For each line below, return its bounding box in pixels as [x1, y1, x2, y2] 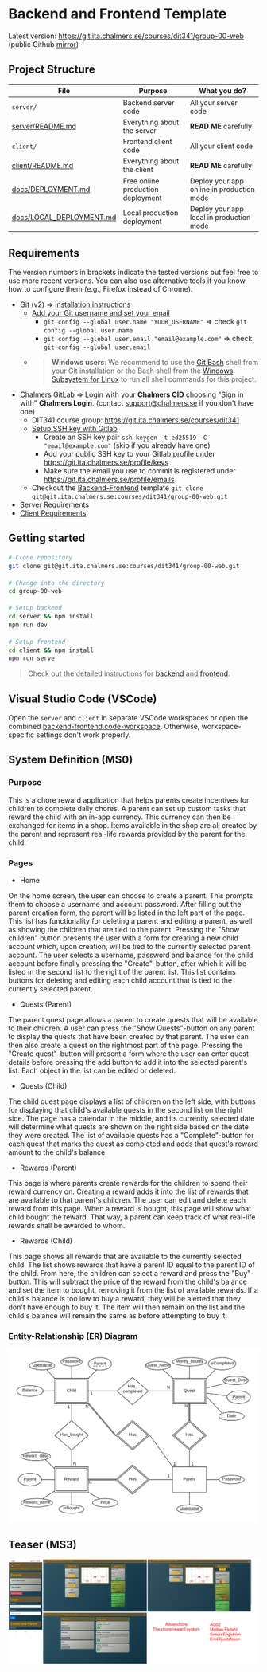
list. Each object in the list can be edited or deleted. [8, 1066, 176, 1076]
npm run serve [8, 654, 56, 662]
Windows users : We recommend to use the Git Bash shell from [51, 358, 259, 367]
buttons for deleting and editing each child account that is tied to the [8, 975, 233, 985]
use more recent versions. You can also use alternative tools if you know [8, 276, 246, 285]
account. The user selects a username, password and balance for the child [8, 950, 253, 960]
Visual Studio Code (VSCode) [8, 692, 157, 705]
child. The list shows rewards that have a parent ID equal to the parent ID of [8, 1260, 256, 1270]
